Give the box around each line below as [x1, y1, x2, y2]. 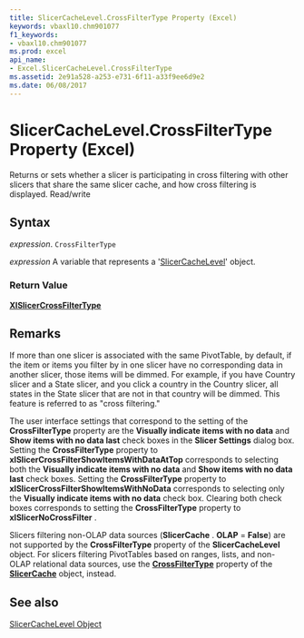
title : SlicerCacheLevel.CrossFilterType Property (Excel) [9, 13, 238, 23]
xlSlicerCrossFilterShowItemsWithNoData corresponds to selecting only [9, 483, 285, 495]
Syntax [9, 214, 51, 230]
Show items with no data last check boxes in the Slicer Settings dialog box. [9, 435, 295, 446]
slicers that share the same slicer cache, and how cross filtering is [9, 179, 257, 190]
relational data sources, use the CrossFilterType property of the [33, 559, 273, 570]
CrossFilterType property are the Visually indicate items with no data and [9, 426, 290, 437]
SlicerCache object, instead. [9, 568, 117, 579]
